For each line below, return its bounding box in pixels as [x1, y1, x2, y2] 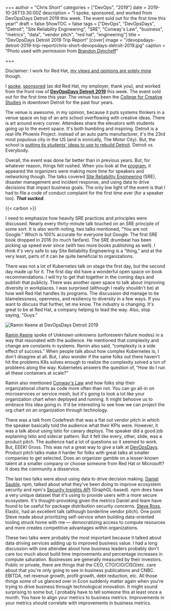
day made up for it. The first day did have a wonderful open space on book [5, 269, 162, 274]
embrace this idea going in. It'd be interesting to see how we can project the [5, 402, 165, 407]
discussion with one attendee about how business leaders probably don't [5, 545, 159, 552]
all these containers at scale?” [5, 370, 69, 376]
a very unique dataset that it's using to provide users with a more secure [5, 492, 157, 498]
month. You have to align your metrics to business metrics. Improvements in [5, 595, 164, 600]
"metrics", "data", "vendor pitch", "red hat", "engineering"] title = [5, 32, 141, 37]
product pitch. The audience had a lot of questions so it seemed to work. [5, 439, 158, 445]
